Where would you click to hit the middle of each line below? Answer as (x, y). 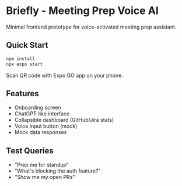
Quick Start (27, 45)
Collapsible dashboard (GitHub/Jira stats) (64, 120)
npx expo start (24, 64)
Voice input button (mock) (46, 126)
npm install (20, 59)
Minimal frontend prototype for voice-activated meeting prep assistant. (91, 27)
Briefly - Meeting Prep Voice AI (82, 11)
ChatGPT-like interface (42, 114)
